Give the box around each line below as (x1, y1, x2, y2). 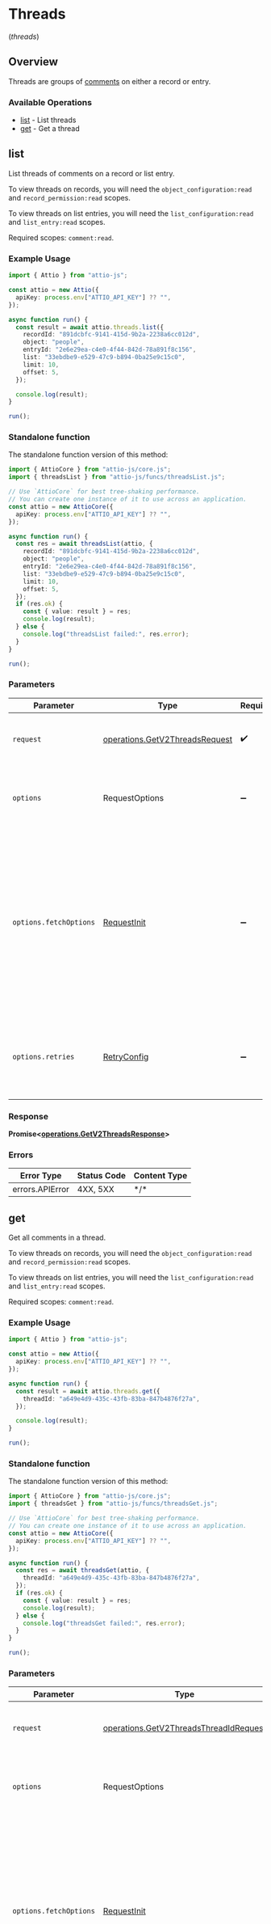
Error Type (19, 1170, 62, 1182)
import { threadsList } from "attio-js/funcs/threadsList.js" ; (8, 473, 226, 481)
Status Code (77, 1170, 127, 1182)
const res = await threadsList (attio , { (15, 539, 153, 548)
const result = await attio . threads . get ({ (15, 1387, 161, 1395)
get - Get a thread (19, 124, 80, 133)
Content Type (133, 1170, 188, 1182)
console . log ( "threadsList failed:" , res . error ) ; (23, 630, 190, 638)
